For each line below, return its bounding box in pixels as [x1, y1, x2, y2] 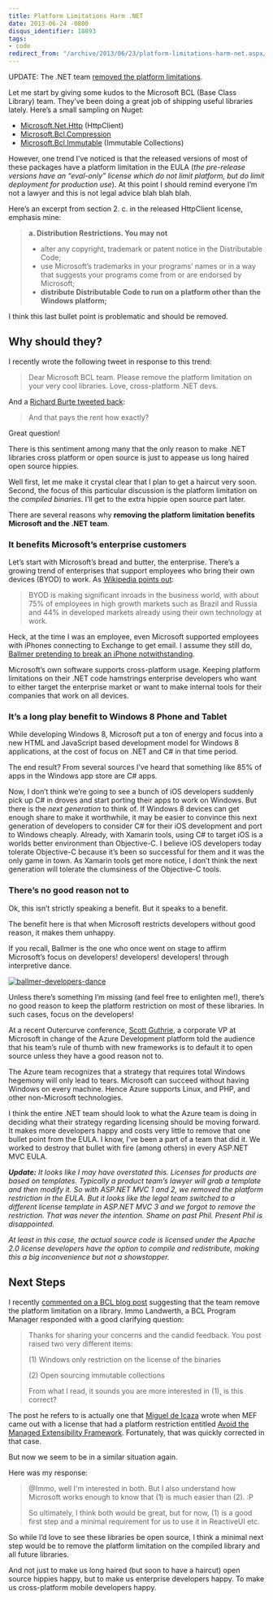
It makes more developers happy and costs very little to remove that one [8, 1126, 251, 1135]
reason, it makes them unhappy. [8, 928, 116, 937]
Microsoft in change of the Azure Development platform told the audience [8, 1033, 256, 1044]
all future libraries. [8, 1549, 69, 1559]
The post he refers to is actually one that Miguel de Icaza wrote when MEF [8, 1410, 258, 1420]
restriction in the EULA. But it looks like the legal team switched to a [8, 1193, 236, 1203]
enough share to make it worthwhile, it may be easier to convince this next [8, 813, 258, 823]
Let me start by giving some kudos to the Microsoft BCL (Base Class [8, 88, 237, 97]
